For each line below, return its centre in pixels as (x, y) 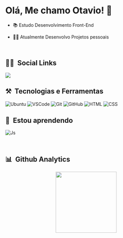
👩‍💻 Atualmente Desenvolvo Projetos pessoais (61, 37)
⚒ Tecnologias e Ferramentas (54, 91)
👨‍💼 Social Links (31, 63)
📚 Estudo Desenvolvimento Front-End (53, 25)
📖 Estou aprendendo (39, 120)
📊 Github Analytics (38, 160)
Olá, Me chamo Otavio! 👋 (59, 11)
